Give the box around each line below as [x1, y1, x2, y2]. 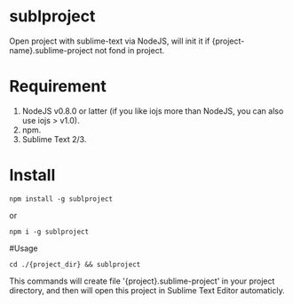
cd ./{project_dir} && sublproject [9, 260, 141, 268]
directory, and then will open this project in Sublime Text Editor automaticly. [9, 284, 286, 295]
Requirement [9, 76, 107, 97]
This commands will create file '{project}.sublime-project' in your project [9, 276, 275, 286]
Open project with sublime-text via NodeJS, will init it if [9, 36, 210, 46]
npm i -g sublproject [9, 227, 90, 236]
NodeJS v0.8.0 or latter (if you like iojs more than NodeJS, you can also [21, 105, 284, 116]
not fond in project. [94, 44, 165, 55]
